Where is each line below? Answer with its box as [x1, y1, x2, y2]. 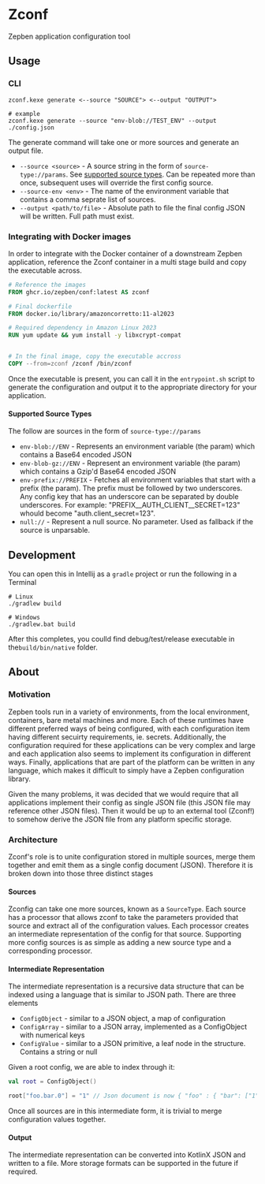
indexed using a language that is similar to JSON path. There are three [8, 990, 237, 1000]
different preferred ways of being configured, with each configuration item [8, 724, 251, 733]
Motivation [8, 689, 51, 700]
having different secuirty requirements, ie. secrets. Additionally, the [8, 732, 226, 742]
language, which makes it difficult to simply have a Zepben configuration [8, 765, 244, 775]
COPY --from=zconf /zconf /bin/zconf [8, 360, 132, 368]
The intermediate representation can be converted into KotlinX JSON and [8, 1150, 246, 1160]
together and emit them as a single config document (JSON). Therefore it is [8, 860, 254, 869]
